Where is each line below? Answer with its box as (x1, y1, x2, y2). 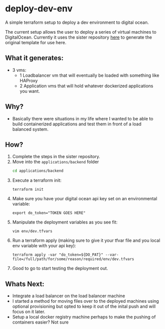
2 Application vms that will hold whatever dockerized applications (19, 83, 154, 89)
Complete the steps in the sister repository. (12, 154, 100, 160)
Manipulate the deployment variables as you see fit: (12, 219, 118, 225)
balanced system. (12, 126, 49, 132)
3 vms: (12, 67, 26, 73)
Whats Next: (5, 279, 44, 288)
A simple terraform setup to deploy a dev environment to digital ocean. (5, 19, 149, 25)
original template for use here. (5, 39, 67, 45)
